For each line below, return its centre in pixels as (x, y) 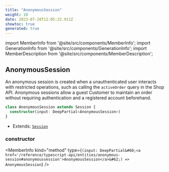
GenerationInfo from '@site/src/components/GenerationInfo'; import (76, 48)
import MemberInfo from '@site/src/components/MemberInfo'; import (78, 43)
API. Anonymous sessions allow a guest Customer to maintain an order (79, 92)
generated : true (22, 29)
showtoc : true (20, 24)
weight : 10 (17, 15)
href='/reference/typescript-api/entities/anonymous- (63, 155)
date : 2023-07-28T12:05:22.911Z (39, 19)
